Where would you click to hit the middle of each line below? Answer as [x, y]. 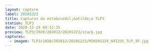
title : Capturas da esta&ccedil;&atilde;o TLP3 [55, 18]
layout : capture [22, 9]
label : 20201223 [22, 14]
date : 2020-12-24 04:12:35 [33, 28]
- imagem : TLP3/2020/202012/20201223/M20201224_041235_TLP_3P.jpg [79, 41]
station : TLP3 [20, 23]
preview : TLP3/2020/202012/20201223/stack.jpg [54, 32]
